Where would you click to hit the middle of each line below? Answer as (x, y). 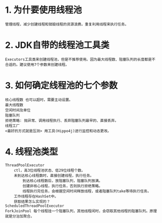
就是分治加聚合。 (20, 216)
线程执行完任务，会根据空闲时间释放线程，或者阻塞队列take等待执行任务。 (87, 191)
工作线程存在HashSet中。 (36, 196)
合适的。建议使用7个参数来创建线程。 (37, 65)
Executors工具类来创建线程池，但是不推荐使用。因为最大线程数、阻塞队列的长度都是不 (80, 59)
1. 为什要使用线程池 (43, 10)
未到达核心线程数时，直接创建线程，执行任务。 (54, 176)
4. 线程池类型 (32, 152)
